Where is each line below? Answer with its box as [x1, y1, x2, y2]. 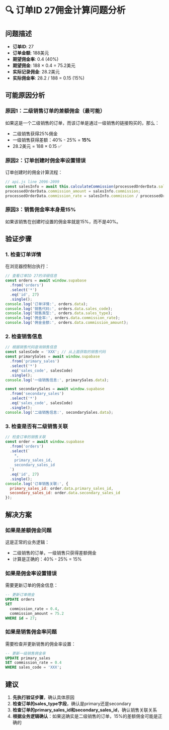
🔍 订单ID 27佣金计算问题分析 [5, 5, 126, 16]
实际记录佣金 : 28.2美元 [12, 69, 60, 74]
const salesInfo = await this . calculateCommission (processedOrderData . [5, 184, 158, 189]
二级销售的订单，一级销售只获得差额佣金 [12, 550, 97, 556]
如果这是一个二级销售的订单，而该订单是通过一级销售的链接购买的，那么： [5, 120, 159, 126]
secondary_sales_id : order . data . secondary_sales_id [10, 491, 121, 496]
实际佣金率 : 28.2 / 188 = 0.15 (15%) [12, 75, 84, 81]
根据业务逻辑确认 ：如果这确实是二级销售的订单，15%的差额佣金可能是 [12, 713, 158, 719]
